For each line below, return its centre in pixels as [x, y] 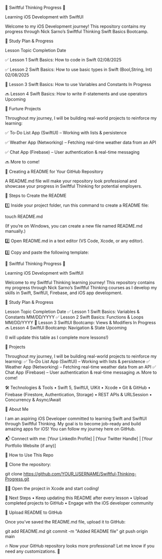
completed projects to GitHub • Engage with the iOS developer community [79, 503]
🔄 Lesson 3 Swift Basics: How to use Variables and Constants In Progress [78, 84]
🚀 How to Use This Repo [29, 455]
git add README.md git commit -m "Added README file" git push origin [77, 531]
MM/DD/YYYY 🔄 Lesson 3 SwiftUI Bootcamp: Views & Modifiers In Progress [81, 323]
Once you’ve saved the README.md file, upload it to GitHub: [65, 522]
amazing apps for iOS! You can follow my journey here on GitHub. [70, 429]
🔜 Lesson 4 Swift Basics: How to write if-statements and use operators [76, 94]
